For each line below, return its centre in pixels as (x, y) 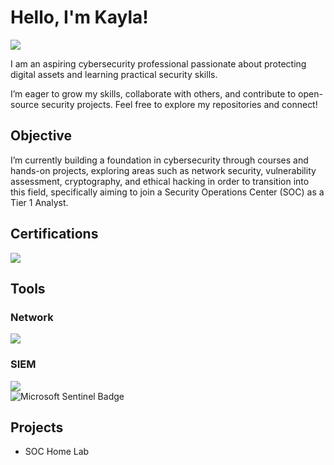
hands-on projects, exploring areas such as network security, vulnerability (163, 170)
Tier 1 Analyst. (39, 202)
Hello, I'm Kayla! (79, 17)
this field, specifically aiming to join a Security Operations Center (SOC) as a (167, 192)
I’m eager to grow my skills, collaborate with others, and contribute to (153, 93)
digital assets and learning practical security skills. (114, 74)
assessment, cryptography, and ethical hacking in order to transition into (160, 181)
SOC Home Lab (57, 452)
